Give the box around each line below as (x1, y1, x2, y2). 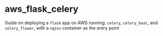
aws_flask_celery (4, 3, 78, 15)
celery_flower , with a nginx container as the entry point (4, 25, 119, 31)
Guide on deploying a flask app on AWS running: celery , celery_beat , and (4, 20, 158, 26)
